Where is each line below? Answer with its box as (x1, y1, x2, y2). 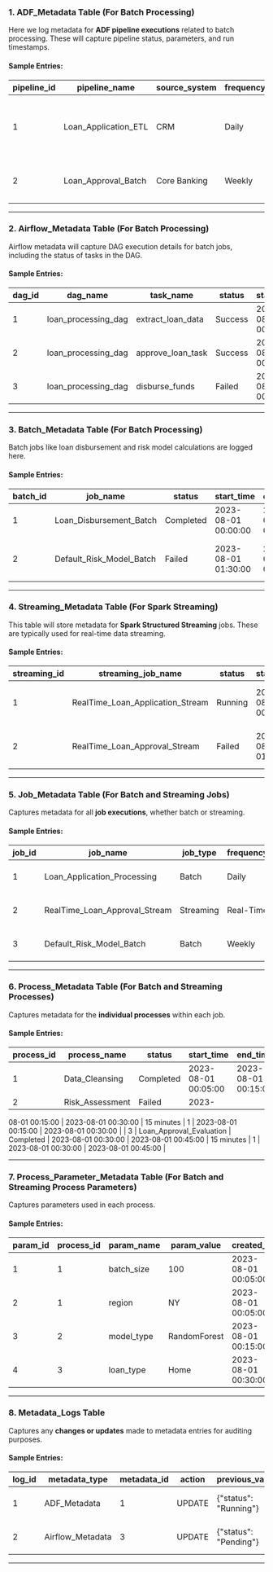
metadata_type (48, 1473, 108, 1485)
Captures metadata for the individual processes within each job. (8, 1009, 226, 1020)
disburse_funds (136, 381, 195, 392)
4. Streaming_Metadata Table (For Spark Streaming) (8, 601, 219, 613)
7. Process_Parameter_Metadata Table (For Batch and (8, 1171, 224, 1183)
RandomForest (167, 1330, 224, 1341)
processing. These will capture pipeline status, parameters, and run (8, 33, 235, 43)
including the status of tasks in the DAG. (8, 250, 143, 260)
